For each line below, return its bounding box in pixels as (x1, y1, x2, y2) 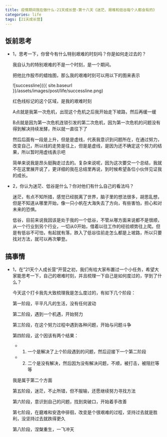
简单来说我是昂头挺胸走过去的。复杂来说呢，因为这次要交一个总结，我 (12, 160, 158, 166)
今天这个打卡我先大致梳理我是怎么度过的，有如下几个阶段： (12, 290, 136, 296)
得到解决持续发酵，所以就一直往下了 (12, 126, 88, 132)
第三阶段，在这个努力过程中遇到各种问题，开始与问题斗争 (12, 322, 131, 328)
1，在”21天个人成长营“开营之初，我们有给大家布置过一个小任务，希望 (12, 266, 155, 272)
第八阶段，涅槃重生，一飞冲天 (12, 426, 74, 432)
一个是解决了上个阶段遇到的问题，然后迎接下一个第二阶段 (27, 348, 146, 354)
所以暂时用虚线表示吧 (21, 149, 66, 155)
